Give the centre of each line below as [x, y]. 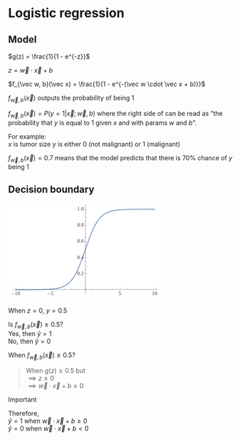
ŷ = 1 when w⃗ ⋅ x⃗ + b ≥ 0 [48, 421]
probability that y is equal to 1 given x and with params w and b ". [103, 122]
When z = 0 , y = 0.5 [38, 310]
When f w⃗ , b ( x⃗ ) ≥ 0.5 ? [42, 356]
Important [22, 399]
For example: [27, 136]
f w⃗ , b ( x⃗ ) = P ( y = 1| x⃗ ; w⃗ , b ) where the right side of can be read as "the [116, 114]
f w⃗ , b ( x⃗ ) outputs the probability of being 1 [71, 99]
